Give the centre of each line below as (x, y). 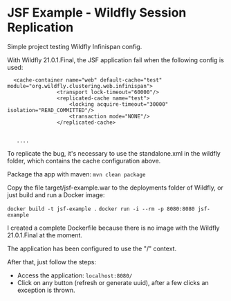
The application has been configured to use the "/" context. (92, 248)
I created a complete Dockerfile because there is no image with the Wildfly (113, 228)
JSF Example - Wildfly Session (97, 13)
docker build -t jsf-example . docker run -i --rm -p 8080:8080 (101, 209)
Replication (40, 27)
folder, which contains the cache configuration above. (84, 161)
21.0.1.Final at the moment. (45, 235)
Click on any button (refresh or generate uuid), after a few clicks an (113, 282)
